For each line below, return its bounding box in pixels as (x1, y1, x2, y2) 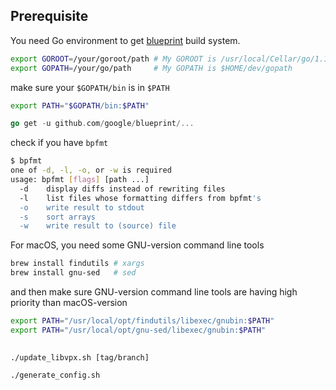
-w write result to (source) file (19, 221, 177, 231)
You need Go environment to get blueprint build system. (10, 34, 241, 46)
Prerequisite (10, 8, 89, 25)
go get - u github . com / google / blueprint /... (10, 119, 195, 129)
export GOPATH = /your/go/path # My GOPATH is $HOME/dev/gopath (10, 63, 293, 73)
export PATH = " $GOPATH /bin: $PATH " (10, 100, 150, 111)
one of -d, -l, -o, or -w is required (10, 165, 172, 176)
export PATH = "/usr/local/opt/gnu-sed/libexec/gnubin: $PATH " (10, 325, 267, 335)
